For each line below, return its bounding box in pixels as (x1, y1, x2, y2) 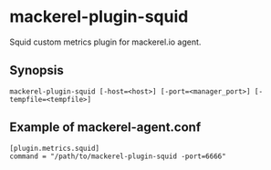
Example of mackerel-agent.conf (9, 120, 202, 135)
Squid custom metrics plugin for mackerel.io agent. (9, 36, 202, 47)
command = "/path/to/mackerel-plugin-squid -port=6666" (9, 152, 226, 161)
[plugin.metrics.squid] (9, 144, 100, 153)
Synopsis (9, 63, 64, 78)
